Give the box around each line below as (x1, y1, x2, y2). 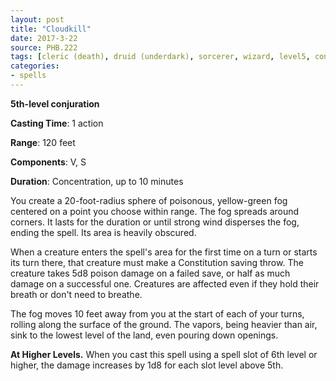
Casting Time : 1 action (10, 117, 104, 129)
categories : (10, 61, 60, 71)
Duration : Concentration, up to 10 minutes (10, 175, 184, 187)
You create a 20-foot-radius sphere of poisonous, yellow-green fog (10, 194, 288, 206)
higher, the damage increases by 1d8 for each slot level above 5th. (10, 359, 284, 371)
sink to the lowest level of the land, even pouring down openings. (10, 329, 279, 341)
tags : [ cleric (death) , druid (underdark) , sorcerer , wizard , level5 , (10, 52, 311, 62)
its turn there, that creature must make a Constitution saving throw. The (10, 256, 304, 268)
